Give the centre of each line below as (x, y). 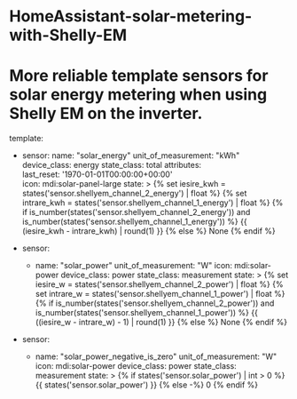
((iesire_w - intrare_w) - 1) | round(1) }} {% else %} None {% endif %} (161, 323)
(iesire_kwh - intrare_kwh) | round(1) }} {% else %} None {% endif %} (149, 231)
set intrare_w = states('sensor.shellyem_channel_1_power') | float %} (160, 294)
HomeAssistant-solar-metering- (131, 16)
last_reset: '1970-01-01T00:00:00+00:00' (97, 174)
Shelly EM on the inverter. (106, 114)
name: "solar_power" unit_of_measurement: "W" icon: (134, 266)
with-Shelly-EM (68, 35)
